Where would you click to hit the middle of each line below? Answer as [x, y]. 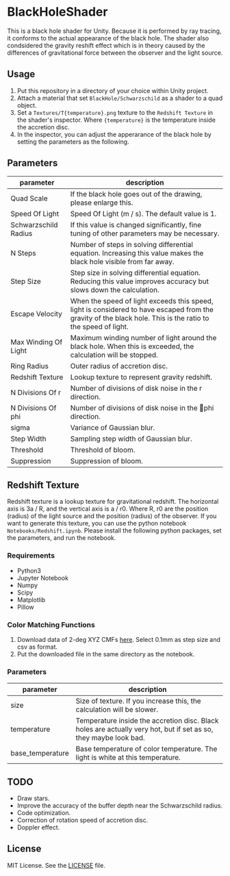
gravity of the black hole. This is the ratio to [140, 318]
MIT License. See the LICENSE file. [56, 865]
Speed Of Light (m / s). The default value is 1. [143, 214]
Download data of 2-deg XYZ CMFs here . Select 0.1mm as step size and [119, 639]
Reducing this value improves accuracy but [139, 281]
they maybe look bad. [110, 738]
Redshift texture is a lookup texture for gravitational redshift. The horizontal [113, 502]
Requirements [31, 556]
